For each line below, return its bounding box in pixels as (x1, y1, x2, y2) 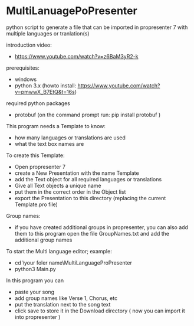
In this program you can (6, 276, 64, 284)
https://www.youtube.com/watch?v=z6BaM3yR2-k (14, 53, 139, 60)
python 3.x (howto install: (14, 81, 77, 89)
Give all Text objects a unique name (14, 182, 101, 189)
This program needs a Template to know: (6, 122, 106, 129)
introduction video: (6, 41, 52, 48)
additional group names (14, 236, 73, 243)
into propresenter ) (14, 313, 61, 320)
